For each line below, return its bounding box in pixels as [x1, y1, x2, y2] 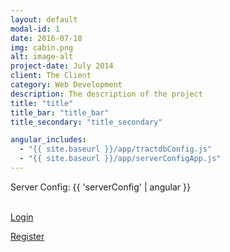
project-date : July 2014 [10, 61, 114, 71]
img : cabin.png [10, 42, 74, 53]
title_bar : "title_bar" [10, 107, 110, 118]
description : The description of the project [10, 89, 203, 99]
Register [10, 230, 45, 242]
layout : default [10, 14, 78, 25]
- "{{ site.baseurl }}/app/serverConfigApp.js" [19, 154, 222, 164]
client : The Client [10, 71, 92, 81]
